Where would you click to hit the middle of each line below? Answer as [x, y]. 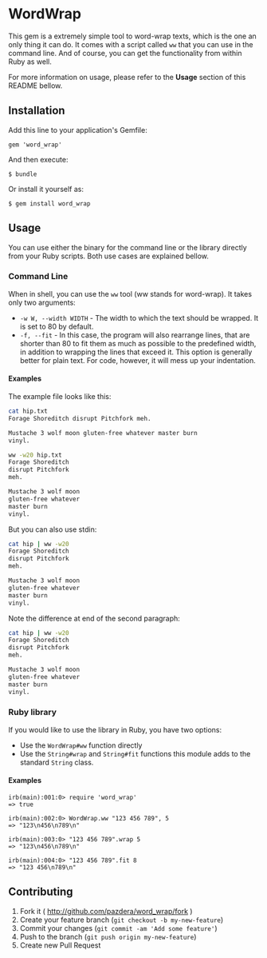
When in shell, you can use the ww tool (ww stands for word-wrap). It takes [130, 293]
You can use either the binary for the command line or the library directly [128, 247]
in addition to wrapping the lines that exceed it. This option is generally [136, 352]
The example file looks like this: [60, 397]
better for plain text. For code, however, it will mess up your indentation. [138, 360]
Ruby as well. [30, 62]
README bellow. [35, 86]
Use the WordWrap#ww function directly [81, 745]
